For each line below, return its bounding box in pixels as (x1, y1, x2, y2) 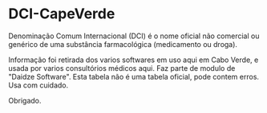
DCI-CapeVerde (8, 5, 115, 23)
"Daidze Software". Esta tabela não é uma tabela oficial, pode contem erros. (8, 72, 259, 81)
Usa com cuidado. (8, 80, 69, 90)
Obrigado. (8, 95, 42, 105)
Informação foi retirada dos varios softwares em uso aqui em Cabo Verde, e (8, 55, 259, 64)
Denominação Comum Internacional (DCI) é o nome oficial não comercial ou (8, 31, 260, 41)
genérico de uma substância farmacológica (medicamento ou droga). (8, 39, 238, 49)
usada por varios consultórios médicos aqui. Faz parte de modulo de (8, 63, 236, 72)
